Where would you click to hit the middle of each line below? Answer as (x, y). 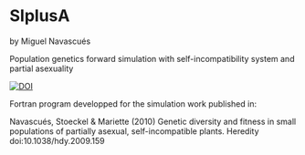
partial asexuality (42, 68)
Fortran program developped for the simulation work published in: (133, 103)
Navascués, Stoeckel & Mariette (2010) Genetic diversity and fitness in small (153, 121)
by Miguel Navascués (50, 41)
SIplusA (40, 16)
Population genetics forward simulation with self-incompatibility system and (152, 58)
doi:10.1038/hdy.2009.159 (57, 140)
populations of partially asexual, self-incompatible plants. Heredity (134, 131)
